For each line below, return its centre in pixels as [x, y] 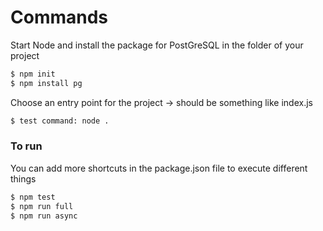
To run [26, 146]
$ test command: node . [60, 121]
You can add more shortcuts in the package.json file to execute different [159, 168]
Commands [59, 17]
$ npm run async [44, 216]
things [23, 178]
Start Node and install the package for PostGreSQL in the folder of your [157, 45]
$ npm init [33, 74]
